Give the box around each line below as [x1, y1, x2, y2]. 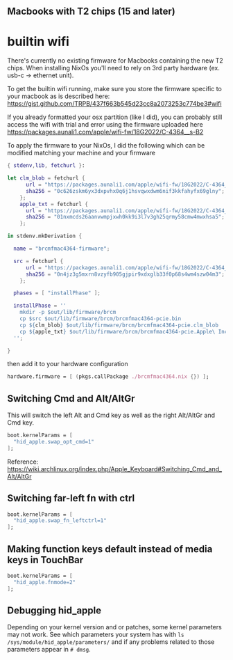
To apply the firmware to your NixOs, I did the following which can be [7, 141, 205, 150]
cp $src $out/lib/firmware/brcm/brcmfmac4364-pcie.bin [19, 315, 182, 322]
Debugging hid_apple [7, 605, 102, 617]
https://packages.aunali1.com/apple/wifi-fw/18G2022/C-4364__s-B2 [7, 128, 204, 136]
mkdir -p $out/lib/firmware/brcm [19, 309, 116, 316]
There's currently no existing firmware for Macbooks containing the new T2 [7, 56, 223, 65]
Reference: [7, 457, 39, 466]
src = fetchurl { [13, 258, 64, 265]
